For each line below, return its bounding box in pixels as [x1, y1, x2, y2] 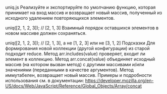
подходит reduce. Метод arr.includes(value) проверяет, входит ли [5, 51, 145, 57]
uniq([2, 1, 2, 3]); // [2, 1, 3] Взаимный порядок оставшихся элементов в [5, 25, 159, 31]
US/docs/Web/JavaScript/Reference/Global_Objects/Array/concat [5, 83, 142, 89]
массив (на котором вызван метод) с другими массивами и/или [5, 62, 145, 67]
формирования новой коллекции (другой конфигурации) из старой [5, 45, 150, 51]
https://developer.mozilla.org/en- [85, 78, 154, 83]
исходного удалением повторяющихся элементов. [5, 15, 115, 21]
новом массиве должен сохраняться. [5, 30, 87, 36]
